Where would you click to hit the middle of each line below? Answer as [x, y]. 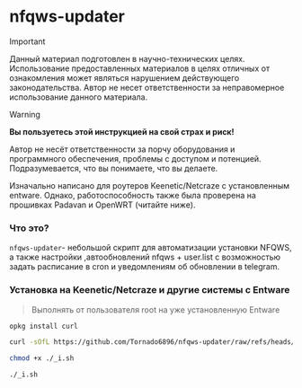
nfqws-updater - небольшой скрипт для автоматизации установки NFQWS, [151, 248]
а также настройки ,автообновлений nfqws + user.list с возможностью [145, 257]
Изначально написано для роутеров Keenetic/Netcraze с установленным [150, 185]
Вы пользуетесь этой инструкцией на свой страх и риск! [122, 131]
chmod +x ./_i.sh [42, 358]
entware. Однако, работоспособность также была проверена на [133, 195]
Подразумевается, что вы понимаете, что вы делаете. [114, 168]
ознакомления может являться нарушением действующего [124, 77]
